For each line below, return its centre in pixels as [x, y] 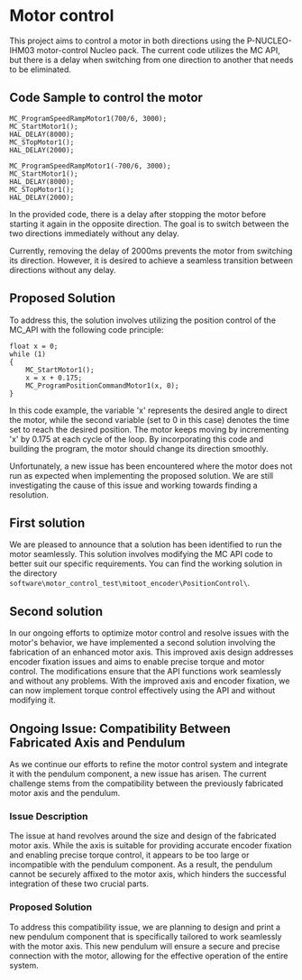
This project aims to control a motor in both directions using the [127, 41]
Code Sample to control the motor [106, 98]
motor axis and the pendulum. [65, 793]
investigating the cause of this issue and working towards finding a [134, 485]
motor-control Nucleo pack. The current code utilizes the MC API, [159, 50]
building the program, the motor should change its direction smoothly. [139, 448]
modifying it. [32, 701]
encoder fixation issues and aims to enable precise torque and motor [137, 662]
